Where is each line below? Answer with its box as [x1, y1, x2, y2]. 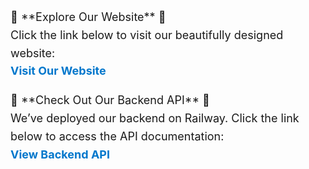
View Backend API [10, 147, 111, 161]
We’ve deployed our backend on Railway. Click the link [10, 111, 300, 125]
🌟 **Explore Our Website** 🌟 [10, 10, 167, 24]
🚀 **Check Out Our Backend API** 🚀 [10, 93, 210, 108]
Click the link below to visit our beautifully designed [10, 27, 284, 42]
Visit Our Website [10, 64, 107, 78]
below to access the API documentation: [10, 129, 225, 143]
